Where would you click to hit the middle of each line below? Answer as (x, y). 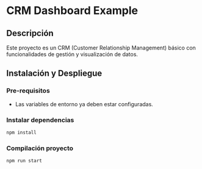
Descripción (30, 33)
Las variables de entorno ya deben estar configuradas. (84, 104)
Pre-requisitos (28, 91)
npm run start (24, 161)
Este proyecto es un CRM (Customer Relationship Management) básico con (101, 48)
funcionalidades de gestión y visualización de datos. (72, 54)
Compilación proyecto (40, 148)
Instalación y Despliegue (54, 74)
